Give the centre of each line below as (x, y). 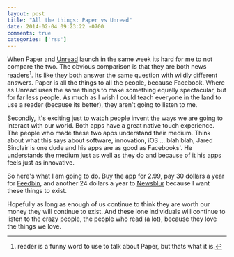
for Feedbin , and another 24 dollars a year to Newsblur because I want (109, 183)
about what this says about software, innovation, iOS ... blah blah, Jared (110, 140)
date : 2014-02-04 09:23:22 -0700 (56, 26)
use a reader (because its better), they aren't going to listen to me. (102, 104)
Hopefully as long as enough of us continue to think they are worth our (109, 204)
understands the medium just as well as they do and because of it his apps (114, 155)
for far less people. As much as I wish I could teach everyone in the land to (114, 97)
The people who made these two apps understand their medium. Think (109, 133)
